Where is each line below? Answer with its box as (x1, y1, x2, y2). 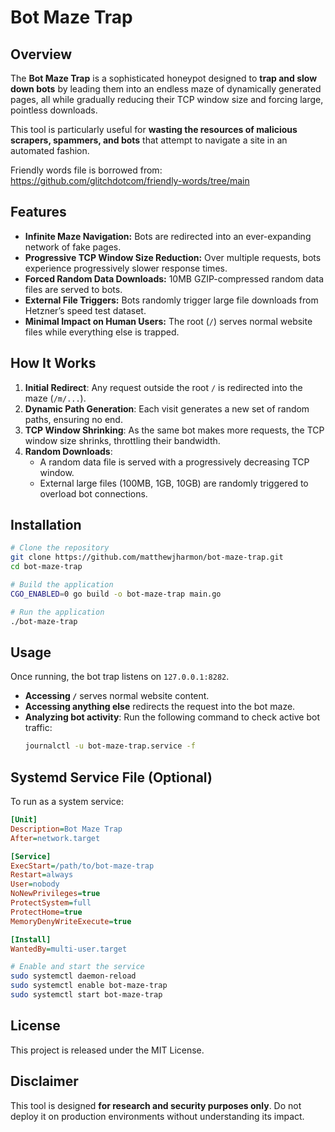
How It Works (10, 355, 97, 372)
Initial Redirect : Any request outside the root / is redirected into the (24, 381, 303, 393)
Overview (10, 46, 73, 63)
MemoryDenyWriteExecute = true (10, 916, 132, 926)
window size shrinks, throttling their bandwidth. (24, 434, 221, 446)
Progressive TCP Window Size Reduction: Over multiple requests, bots (24, 251, 322, 263)
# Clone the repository (10, 543, 110, 553)
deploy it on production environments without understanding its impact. (10, 1110, 305, 1122)
